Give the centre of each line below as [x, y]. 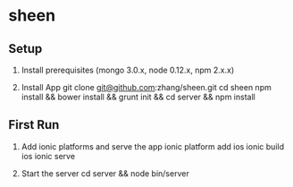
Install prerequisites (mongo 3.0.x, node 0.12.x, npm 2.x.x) [128, 70]
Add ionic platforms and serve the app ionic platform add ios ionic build [153, 146]
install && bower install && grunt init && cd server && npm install [138, 97]
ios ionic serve [48, 156]
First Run [34, 125]
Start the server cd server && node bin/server [105, 173]
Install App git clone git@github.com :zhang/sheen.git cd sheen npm [146, 87]
